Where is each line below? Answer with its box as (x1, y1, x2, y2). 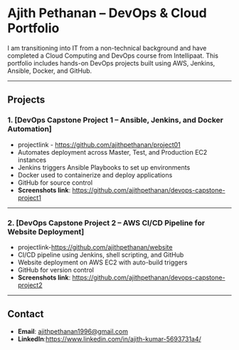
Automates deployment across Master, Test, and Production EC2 (17, 148, 208, 156)
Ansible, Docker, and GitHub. (7, 66, 92, 75)
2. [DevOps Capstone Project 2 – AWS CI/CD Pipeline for (7, 217, 205, 227)
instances (17, 155, 47, 164)
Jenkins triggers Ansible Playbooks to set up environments (17, 163, 191, 172)
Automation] (7, 124, 52, 134)
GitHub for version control (17, 265, 95, 274)
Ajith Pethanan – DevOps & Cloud (7, 5, 208, 21)
